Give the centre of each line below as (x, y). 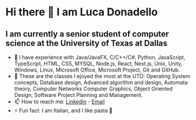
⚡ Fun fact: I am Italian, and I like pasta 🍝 (63, 111)
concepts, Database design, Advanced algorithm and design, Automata (101, 82)
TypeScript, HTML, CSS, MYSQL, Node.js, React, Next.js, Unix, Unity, (98, 64)
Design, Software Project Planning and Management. (78, 95)
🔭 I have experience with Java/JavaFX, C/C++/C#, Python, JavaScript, (99, 57)
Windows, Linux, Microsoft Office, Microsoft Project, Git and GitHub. (97, 70)
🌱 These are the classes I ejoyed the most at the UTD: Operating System (102, 76)
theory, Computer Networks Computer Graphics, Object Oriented (93, 89)
